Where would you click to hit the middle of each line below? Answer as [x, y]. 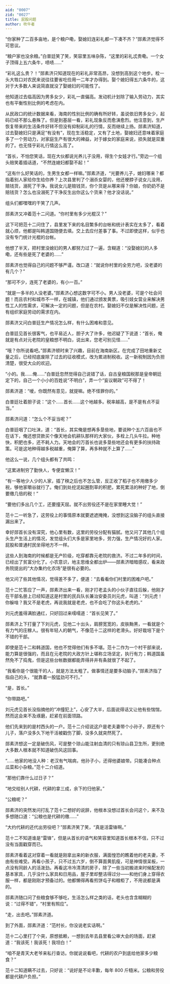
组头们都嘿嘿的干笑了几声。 [34, 203]
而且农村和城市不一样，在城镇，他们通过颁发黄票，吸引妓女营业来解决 [87, 299]
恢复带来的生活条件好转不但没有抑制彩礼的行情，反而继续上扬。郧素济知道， [85, 127]
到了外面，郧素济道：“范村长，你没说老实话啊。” [55, 925]
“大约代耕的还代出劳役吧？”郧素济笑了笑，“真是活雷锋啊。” [66, 827]
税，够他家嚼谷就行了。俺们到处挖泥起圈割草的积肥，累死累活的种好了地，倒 [85, 487]
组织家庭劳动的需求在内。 [36, 312]
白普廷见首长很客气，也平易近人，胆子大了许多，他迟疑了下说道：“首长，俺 [84, 333]
